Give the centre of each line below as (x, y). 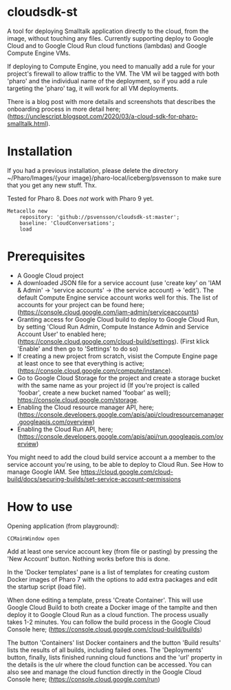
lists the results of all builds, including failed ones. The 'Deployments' (105, 650)
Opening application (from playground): (63, 526)
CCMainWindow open (33, 539)
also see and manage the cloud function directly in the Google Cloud (104, 671)
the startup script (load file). (47, 587)
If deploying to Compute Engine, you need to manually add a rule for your (111, 66)
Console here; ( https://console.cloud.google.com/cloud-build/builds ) (105, 629)
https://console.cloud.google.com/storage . (78, 399)
